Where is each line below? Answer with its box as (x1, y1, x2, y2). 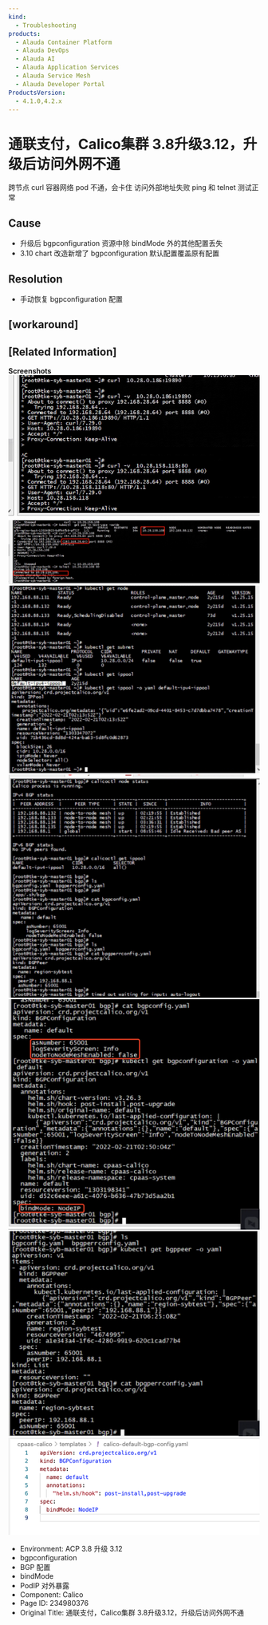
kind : (8, 13, 26, 21)
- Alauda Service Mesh (15, 72, 91, 80)
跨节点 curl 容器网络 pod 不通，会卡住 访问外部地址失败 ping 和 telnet (8, 183, 237, 192)
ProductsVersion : (8, 89, 66, 97)
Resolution (8, 272, 63, 286)
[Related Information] (8, 345, 117, 358)
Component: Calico (19, 1590, 84, 1599)
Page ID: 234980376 (19, 1599, 89, 1608)
